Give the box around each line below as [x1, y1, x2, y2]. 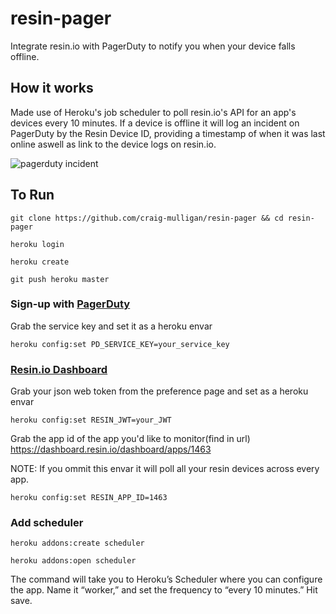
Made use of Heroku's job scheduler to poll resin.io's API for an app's [10, 106, 297, 118]
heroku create [10, 257, 70, 267]
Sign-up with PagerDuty [10, 297, 131, 311]
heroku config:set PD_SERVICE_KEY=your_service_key [10, 339, 230, 349]
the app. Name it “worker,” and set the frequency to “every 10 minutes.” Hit [10, 584, 318, 596]
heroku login [10, 239, 65, 249]
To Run [10, 187, 55, 204]
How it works [10, 80, 94, 97]
